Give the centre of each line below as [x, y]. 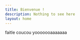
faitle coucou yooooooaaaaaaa [36, 33]
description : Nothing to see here [40, 14]
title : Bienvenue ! [25, 10]
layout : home [18, 19]
